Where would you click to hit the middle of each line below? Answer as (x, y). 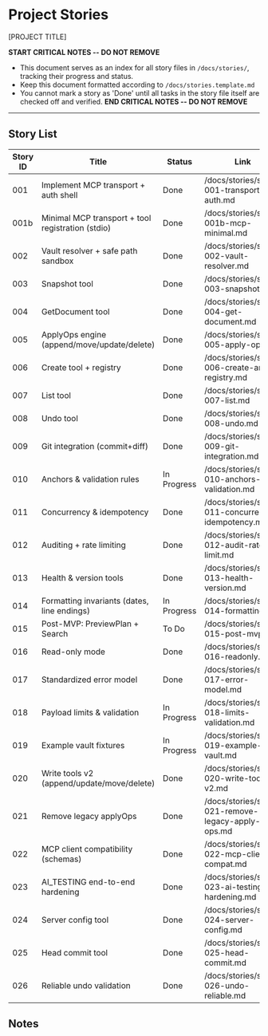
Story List (33, 134)
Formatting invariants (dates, (95, 601)
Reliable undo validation (86, 985)
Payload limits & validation (90, 712)
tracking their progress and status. (77, 76)
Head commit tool (75, 952)
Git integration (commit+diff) (95, 446)
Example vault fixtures (83, 745)
